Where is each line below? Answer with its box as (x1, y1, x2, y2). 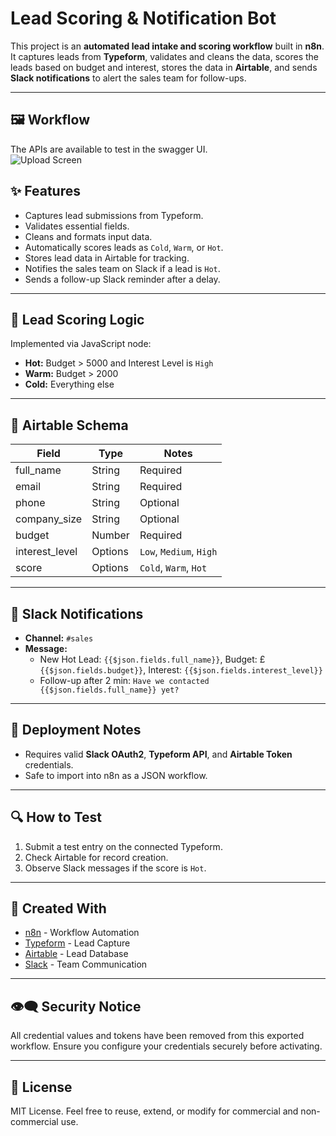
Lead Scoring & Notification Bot (10, 7, 277, 30)
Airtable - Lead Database (24, 948, 129, 960)
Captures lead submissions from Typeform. (24, 209, 204, 221)
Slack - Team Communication (24, 958, 148, 971)
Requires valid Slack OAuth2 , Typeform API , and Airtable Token (24, 748, 293, 760)
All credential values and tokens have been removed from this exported (10, 1030, 305, 1042)
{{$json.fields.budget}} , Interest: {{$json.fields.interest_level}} (39, 664, 323, 676)
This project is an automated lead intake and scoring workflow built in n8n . (10, 40, 325, 52)
